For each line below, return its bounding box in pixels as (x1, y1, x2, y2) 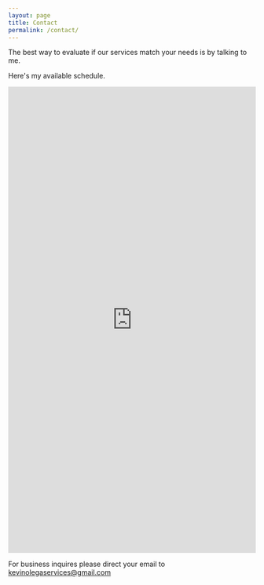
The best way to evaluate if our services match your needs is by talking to (8, 48, 247, 57)
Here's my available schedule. (8, 71, 106, 81)
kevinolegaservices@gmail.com (8, 568, 112, 577)
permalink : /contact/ (8, 26, 79, 34)
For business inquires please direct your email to (8, 559, 166, 569)
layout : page (8, 11, 51, 20)
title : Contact (8, 19, 58, 27)
